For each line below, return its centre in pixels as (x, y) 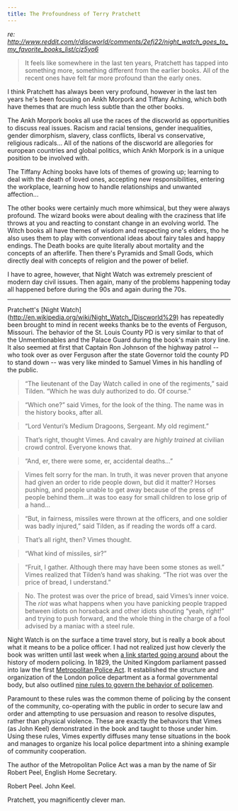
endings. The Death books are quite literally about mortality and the (106, 246)
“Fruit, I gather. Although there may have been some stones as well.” (124, 567)
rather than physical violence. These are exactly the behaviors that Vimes (114, 721)
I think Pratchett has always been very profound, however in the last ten (112, 91)
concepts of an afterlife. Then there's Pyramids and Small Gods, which (110, 253)
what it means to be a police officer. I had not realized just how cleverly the (117, 647)
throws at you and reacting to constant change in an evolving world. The (113, 223)
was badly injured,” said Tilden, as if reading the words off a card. (120, 526)
